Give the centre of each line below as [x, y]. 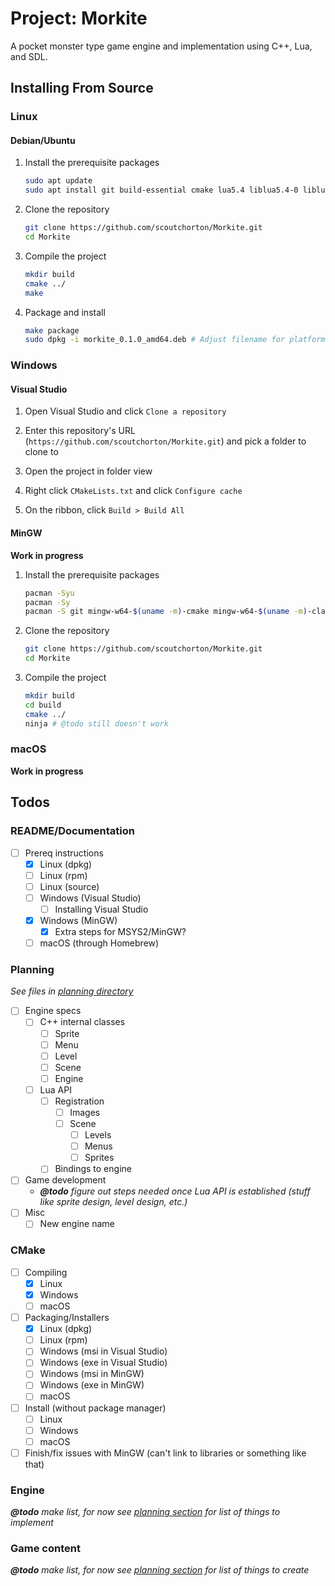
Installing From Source [82, 88]
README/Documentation [72, 831]
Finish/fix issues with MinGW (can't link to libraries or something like [165, 1453]
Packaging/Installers [67, 1318]
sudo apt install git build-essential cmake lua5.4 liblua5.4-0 [161, 190]
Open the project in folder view [88, 471]
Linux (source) [69, 886]
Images [85, 1112]
